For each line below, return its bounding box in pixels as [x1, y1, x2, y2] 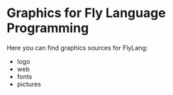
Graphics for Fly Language [6, 5, 166, 21]
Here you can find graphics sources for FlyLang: [6, 43, 148, 52]
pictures [16, 79, 42, 88]
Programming [6, 20, 89, 36]
